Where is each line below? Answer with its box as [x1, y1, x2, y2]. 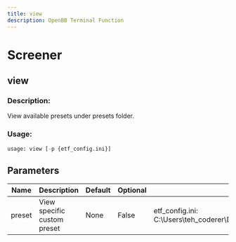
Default [85, 185, 111, 195]
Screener [7, 47, 63, 63]
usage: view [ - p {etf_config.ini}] [7, 145, 112, 152]
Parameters [7, 164, 60, 176]
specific [38, 206, 65, 216]
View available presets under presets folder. [7, 112, 135, 120]
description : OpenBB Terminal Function [7, 17, 124, 24]
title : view [7, 10, 42, 18]
